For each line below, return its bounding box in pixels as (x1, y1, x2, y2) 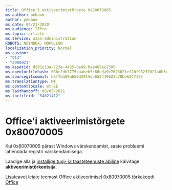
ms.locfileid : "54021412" (5, 93, 60, 98)
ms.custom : (5, 50, 29, 55)
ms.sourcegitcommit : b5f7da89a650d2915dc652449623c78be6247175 (5, 74, 143, 79)
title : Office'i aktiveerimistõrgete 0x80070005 (5, 7, 111, 13)
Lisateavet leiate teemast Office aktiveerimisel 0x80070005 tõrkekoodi (5, 174, 155, 180)
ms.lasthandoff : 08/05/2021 (5, 88, 66, 94)
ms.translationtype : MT (5, 79, 56, 84)
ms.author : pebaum (5, 12, 45, 17)
